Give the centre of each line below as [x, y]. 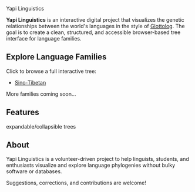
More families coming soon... [41, 94]
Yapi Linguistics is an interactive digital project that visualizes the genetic [95, 20]
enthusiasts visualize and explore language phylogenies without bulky [91, 165]
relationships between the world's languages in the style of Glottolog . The [95, 26]
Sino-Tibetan [30, 82]
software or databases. [34, 171]
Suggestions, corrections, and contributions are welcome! [76, 183]
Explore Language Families [56, 57]
